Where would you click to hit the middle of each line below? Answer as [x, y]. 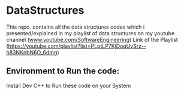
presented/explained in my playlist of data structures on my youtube [91, 33]
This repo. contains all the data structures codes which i [76, 27]
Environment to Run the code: [63, 71]
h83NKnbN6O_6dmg [32, 52]
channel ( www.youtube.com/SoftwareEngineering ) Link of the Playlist [92, 39]
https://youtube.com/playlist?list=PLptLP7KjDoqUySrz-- [77, 46]
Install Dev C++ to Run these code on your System [69, 85]
